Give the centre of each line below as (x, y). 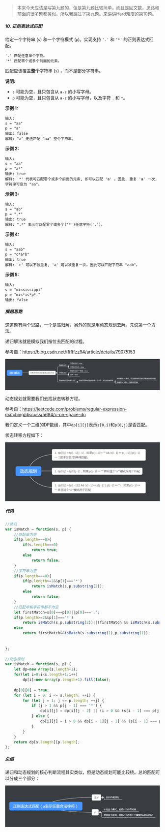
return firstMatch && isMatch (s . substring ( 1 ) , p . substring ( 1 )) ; (87, 633)
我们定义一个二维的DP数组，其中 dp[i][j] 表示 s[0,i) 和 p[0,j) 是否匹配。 (77, 425)
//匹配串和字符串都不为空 (36, 607)
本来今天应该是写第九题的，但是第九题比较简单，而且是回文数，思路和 (88, 8)
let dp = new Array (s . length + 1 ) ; (46, 669)
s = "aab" (15, 249)
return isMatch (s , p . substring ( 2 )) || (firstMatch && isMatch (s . (88, 623)
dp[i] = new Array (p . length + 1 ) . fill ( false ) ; (67, 680)
